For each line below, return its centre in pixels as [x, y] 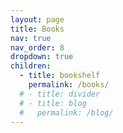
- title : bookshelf [60, 76]
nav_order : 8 [37, 47]
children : [31, 66]
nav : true [31, 38]
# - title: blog [53, 103]
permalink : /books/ [69, 85]
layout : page [37, 19]
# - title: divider [60, 94]
